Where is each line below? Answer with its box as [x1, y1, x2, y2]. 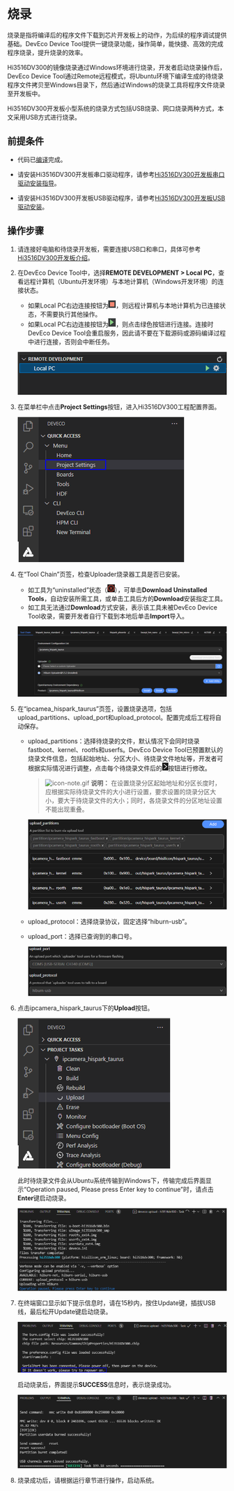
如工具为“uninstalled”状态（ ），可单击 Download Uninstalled [27, 585, 208, 594]
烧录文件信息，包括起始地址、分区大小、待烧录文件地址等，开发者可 [27, 754, 224, 763]
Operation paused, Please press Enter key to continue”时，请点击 [26, 1186, 214, 1194]
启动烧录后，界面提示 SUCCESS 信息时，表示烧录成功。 [17, 1380, 175, 1388]
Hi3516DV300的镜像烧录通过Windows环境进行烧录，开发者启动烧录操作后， [7, 63, 226, 71]
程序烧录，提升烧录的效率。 [7, 48, 87, 57]
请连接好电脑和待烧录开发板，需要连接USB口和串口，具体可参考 [17, 245, 201, 253]
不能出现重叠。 [45, 805, 88, 814]
